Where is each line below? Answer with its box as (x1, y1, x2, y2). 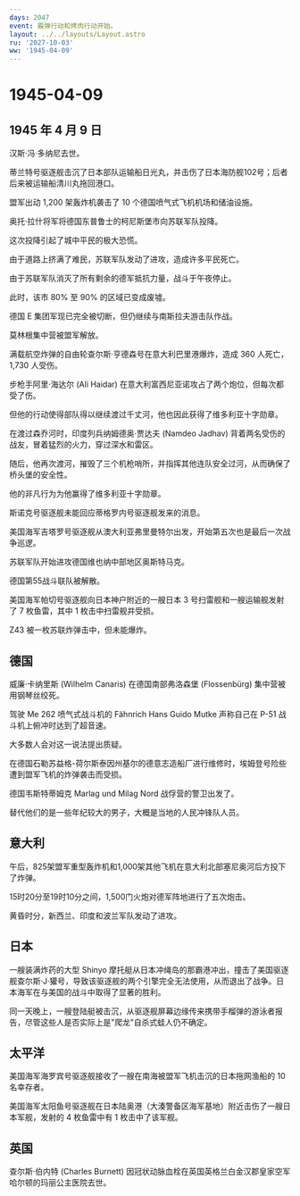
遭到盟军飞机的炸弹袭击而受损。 (9, 769, 127, 780)
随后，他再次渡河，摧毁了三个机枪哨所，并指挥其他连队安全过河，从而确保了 (9, 458, 291, 469)
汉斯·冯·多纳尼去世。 (9, 148, 85, 159)
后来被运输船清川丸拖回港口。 (9, 178, 119, 188)
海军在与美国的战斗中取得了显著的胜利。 (16, 986, 166, 997)
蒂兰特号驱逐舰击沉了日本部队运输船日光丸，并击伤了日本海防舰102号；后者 (9, 167, 288, 178)
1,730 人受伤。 (9, 360, 62, 371)
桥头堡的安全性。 (9, 470, 72, 481)
